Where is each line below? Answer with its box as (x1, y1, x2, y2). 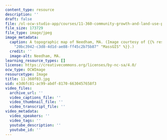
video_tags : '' (9, 118, 41, 123)
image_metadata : (5, 35, 39, 40)
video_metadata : (5, 109, 39, 114)
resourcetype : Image (5, 72, 48, 77)
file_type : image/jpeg (5, 30, 52, 35)
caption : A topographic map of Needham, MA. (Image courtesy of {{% (9, 40, 155, 45)
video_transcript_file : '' (9, 104, 66, 109)
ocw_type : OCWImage (5, 68, 46, 72)
